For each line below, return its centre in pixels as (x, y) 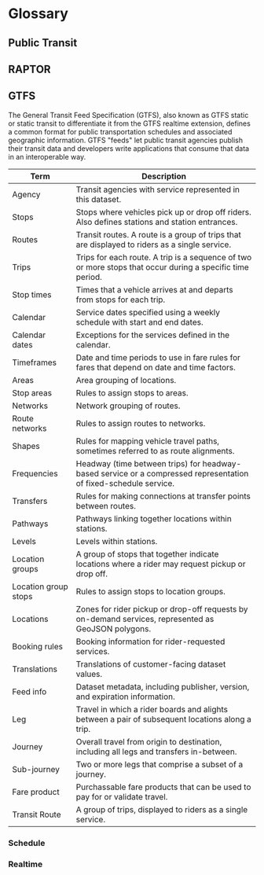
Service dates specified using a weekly (148, 312)
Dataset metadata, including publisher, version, (163, 686)
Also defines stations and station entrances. (157, 222)
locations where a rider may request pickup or (161, 564)
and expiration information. (125, 697)
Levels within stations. (117, 541)
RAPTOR (29, 69)
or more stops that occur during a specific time (162, 267)
